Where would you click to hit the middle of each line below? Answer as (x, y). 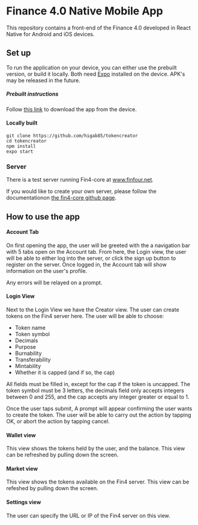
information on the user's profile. (47, 271)
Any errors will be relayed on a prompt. (54, 282)
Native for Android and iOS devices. (50, 34)
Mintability (28, 366)
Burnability (28, 354)
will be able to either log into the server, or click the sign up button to (91, 258)
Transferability (33, 360)
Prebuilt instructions (32, 94)
